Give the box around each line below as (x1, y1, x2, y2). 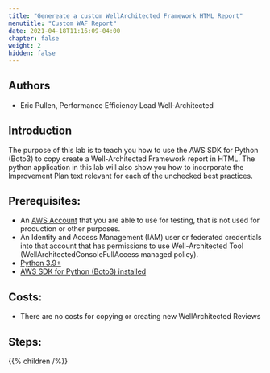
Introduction (8, 124, 73, 138)
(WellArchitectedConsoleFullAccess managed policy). (19, 250, 199, 259)
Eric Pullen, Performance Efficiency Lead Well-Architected (19, 100, 214, 110)
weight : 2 (8, 42, 42, 50)
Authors (8, 79, 51, 93)
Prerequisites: (8, 194, 81, 208)
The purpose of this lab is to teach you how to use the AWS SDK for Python (8, 145, 259, 155)
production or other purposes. (19, 224, 121, 234)
